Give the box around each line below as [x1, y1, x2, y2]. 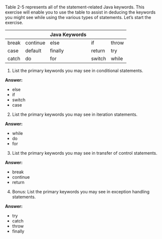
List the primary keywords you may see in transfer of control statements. [12, 150, 158, 156]
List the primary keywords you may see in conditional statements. [12, 68, 144, 74]
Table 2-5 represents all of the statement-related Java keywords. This [5, 4, 145, 10]
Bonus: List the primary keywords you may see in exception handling [12, 189, 150, 194]
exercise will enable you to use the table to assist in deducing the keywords [5, 9, 156, 15]
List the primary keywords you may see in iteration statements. [12, 111, 138, 117]
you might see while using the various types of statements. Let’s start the [5, 15, 151, 20]
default [25, 47, 42, 54]
